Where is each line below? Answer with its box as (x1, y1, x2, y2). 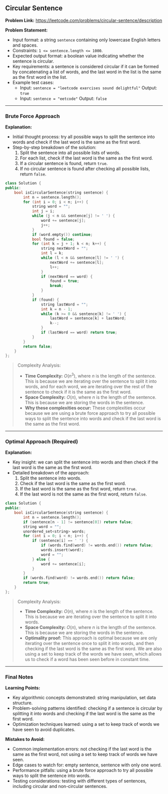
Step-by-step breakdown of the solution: (12, 144, 96, 150)
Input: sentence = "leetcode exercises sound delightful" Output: (19, 85, 157, 91)
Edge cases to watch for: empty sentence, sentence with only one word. (12, 762, 162, 768)
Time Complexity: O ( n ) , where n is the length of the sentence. (24, 608, 154, 614)
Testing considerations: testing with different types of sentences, (12, 778, 146, 784)
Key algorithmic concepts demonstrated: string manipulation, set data (12, 695, 156, 701)
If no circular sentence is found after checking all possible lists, (19, 166, 150, 172)
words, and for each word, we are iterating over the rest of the (24, 384, 153, 390)
